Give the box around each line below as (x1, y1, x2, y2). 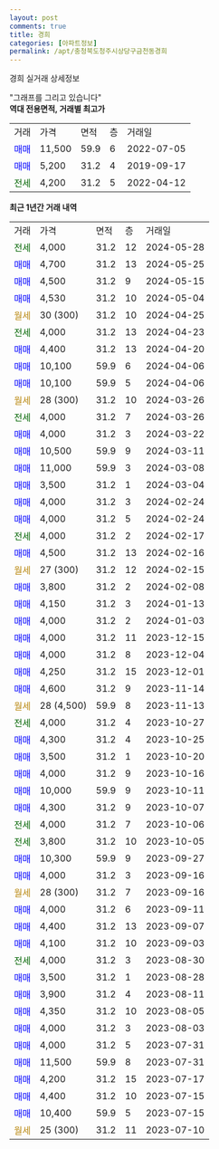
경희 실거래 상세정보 (9, 73, 80, 84)
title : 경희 (9, 30, 52, 39)
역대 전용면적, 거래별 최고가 (9, 103, 106, 114)
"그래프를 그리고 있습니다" (9, 92, 102, 103)
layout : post (9, 13, 59, 23)
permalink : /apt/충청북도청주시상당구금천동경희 (9, 47, 167, 56)
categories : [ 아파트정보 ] (9, 38, 98, 48)
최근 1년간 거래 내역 (9, 202, 78, 213)
